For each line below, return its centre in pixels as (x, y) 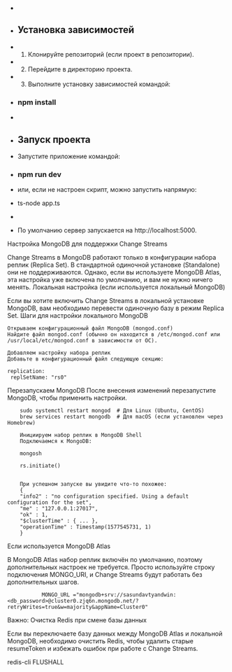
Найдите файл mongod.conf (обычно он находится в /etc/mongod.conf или (114, 335)
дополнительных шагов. (43, 582)
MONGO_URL (56, 595)
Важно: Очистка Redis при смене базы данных (77, 620)
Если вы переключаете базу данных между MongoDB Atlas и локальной (115, 633)
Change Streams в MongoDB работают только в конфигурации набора (112, 258)
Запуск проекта (54, 140)
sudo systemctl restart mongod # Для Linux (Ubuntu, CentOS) (112, 411)
